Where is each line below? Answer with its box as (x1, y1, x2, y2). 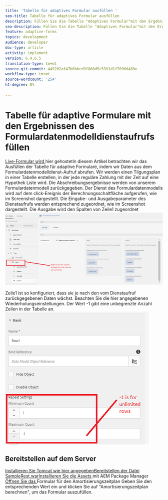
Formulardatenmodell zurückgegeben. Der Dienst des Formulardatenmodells (5, 185, 163, 191)
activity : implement (5, 50, 48, 55)
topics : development (5, 35, 48, 40)
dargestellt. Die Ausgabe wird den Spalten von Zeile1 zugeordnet (5, 206, 139, 212)
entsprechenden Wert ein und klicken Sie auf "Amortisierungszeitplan (5, 484, 148, 490)
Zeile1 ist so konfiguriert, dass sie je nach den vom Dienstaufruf (5, 290, 136, 296)
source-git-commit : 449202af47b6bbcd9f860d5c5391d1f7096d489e (5, 66, 137, 71)
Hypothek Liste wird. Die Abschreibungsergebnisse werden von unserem (5, 180, 156, 186)
